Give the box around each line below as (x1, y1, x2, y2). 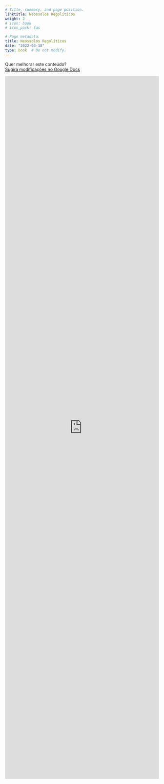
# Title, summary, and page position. (5, 7, 84, 12)
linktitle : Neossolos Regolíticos (5, 12, 76, 17)
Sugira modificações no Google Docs (5, 66, 81, 72)
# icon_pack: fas (5, 25, 41, 30)
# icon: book (5, 21, 32, 26)
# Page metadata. (5, 34, 41, 39)
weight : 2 (5, 16, 25, 21)
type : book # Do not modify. (5, 47, 67, 53)
